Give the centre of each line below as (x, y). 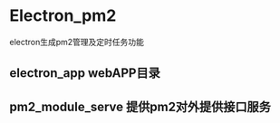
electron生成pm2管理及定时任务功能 (77, 42)
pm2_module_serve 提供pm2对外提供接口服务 (140, 106)
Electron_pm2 (63, 16)
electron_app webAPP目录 (85, 73)
